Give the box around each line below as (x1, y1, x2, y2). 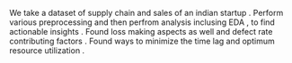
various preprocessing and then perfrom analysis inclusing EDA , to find (9, 17, 276, 28)
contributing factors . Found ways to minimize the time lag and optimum (9, 35, 276, 46)
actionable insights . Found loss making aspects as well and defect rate (9, 27, 273, 36)
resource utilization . (9, 45, 85, 56)
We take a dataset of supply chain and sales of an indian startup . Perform (9, 8, 284, 18)
